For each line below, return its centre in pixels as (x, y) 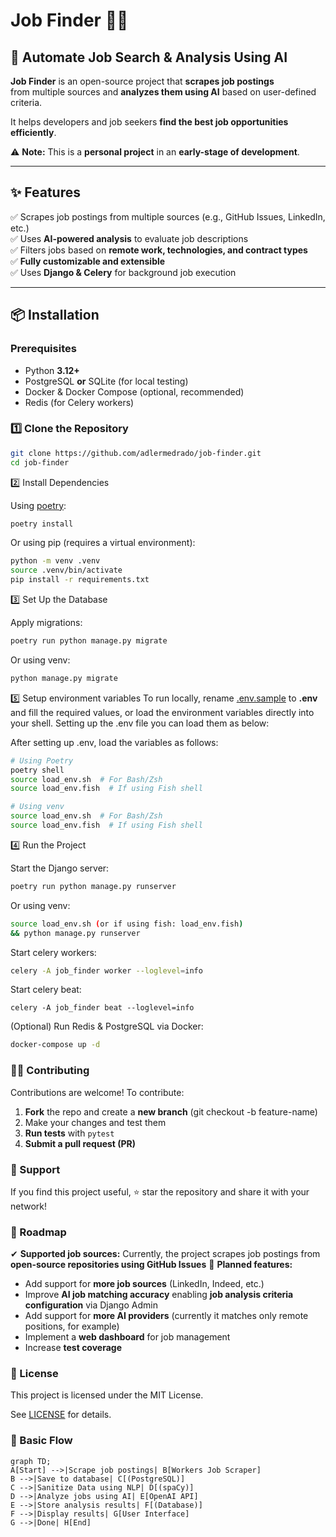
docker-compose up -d (55, 1045)
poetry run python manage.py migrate (89, 641)
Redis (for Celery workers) (79, 402)
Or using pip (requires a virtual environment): (103, 543)
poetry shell (37, 770)
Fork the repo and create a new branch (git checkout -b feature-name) (171, 1111)
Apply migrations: (46, 623)
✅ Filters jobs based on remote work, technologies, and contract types (159, 250)
